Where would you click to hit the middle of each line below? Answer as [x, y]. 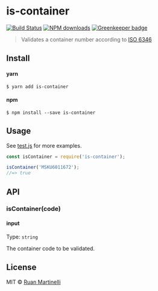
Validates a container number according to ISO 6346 [86, 39]
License [21, 267]
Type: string [22, 237]
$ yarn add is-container [37, 86]
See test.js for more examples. [44, 145]
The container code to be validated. [51, 248]
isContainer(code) [34, 209]
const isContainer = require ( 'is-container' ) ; [66, 157]
